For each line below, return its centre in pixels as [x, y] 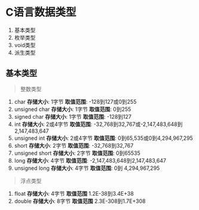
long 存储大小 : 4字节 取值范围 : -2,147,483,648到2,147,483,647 [90, 160]
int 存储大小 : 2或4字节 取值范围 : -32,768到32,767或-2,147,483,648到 [98, 124]
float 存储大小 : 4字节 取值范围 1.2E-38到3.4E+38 [74, 193]
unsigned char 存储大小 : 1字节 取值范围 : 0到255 [73, 109]
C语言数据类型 [41, 12]
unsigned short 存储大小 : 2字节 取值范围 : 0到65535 [77, 153]
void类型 [25, 45]
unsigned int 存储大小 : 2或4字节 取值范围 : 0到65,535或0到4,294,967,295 [104, 138]
